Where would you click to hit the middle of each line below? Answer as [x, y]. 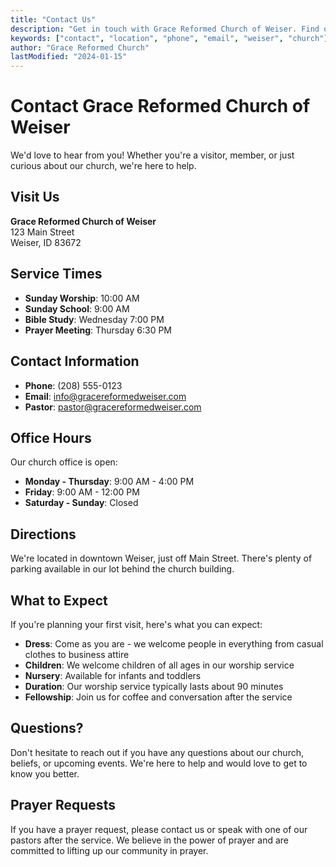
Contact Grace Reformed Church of [160, 106]
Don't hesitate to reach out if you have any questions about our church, [157, 752]
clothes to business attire [77, 654]
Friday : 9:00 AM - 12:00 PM [82, 492]
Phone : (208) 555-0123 [73, 385]
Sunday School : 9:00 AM [77, 308]
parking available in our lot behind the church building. [122, 569]
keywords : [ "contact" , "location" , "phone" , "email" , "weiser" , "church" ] [169, 38]
